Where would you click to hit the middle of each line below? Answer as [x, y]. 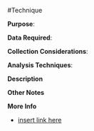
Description [25, 79]
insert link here [40, 120]
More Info [22, 106]
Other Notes [26, 92]
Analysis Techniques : [40, 65]
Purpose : [21, 24]
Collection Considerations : [48, 51]
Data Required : [30, 38]
